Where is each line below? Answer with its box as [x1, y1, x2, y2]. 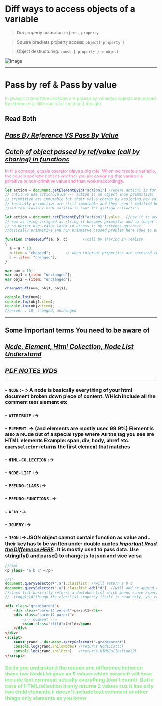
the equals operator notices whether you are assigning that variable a [5, 173, 143, 179]
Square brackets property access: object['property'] [16, 39, 125, 45]
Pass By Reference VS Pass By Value [5, 131, 119, 139]
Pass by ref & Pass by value [5, 80, 117, 91]
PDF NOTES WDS [5, 367, 58, 375]
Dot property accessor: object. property [16, 30, 99, 35]
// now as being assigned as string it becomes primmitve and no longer [5, 219, 154, 224]
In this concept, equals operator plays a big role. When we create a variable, [5, 168, 157, 174]
